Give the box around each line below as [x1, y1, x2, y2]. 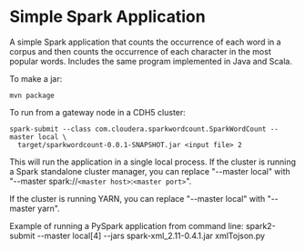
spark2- [245, 220, 276, 231]
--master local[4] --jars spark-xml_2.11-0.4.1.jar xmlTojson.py [36, 230, 266, 241]
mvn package [9, 91, 55, 100]
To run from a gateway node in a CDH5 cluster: [9, 106, 187, 117]
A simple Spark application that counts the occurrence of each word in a [9, 36, 281, 47]
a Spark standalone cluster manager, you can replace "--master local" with [9, 165, 291, 176]
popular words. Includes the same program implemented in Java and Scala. [9, 55, 293, 66]
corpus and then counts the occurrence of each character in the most [9, 45, 271, 56]
